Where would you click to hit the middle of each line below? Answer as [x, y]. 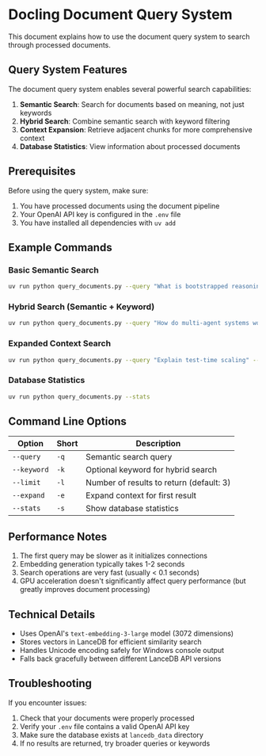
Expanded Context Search [60, 344]
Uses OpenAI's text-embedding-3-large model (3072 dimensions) [127, 634]
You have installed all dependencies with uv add [98, 223]
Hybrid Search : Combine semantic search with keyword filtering [125, 121]
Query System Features [68, 70]
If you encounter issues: [47, 702]
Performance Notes [58, 536]
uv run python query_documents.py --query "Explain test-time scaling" [129, 360]
